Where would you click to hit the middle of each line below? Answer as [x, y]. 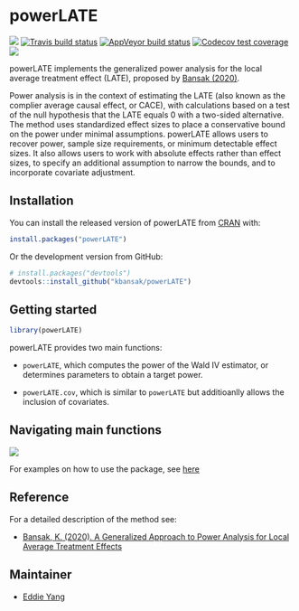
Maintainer [41, 575]
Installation [42, 201]
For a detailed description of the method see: [93, 519]
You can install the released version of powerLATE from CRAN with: [135, 222]
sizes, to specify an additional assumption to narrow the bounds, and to [142, 163]
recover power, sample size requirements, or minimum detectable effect [143, 143]
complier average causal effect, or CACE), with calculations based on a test [150, 105]
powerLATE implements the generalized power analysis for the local [136, 68]
